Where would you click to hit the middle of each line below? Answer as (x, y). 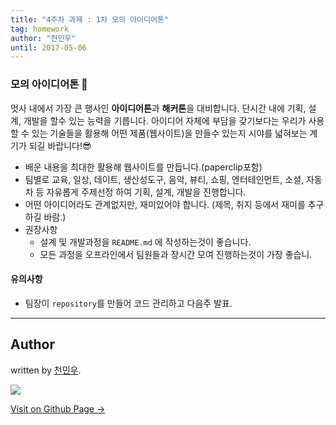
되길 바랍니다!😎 (60, 145)
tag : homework (40, 29)
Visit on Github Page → (58, 408)
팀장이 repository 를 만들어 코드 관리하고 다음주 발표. (128, 303)
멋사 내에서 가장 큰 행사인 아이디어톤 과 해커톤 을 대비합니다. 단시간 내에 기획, (158, 108)
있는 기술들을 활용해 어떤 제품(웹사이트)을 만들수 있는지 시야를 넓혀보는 (169, 133)
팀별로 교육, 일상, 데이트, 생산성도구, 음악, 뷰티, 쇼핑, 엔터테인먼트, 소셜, (164, 179)
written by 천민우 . (46, 370)
